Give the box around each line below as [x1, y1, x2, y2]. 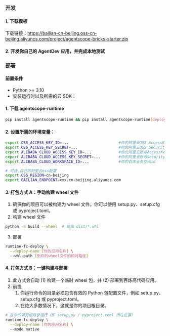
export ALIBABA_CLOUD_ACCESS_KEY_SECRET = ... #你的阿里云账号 [5, 154, 148, 159]
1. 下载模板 [5, 18, 28, 24]
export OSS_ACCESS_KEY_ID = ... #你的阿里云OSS [5, 140, 147, 145]
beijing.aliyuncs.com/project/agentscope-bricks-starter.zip [5, 36, 129, 42]
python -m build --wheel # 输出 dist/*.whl [5, 224, 99, 229]
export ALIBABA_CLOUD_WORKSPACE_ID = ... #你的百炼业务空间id [5, 159, 156, 164]
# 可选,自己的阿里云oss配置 [5, 168, 57, 173]
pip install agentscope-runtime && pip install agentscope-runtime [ [5, 117, 153, 122]
